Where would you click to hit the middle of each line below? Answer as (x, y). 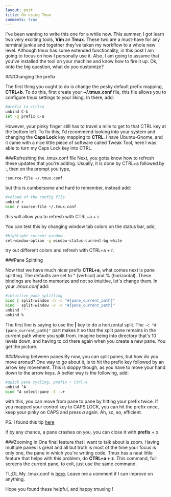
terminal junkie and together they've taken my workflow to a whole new (80, 45)
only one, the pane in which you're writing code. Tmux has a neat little (79, 453)
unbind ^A (16, 387)
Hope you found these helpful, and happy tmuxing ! (59, 489)
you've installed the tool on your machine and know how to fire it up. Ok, (81, 61)
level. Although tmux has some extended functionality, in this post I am (80, 50)
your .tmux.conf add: (27, 286)
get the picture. (21, 346)
